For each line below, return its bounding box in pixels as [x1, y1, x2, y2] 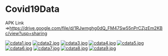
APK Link [5, 20, 24, 26]
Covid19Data [5, 3, 60, 15]
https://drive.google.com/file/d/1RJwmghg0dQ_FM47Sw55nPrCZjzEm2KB [9, 25, 163, 31]
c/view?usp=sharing [5, 30, 48, 36]
